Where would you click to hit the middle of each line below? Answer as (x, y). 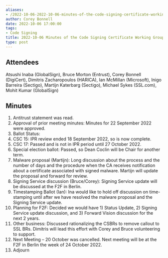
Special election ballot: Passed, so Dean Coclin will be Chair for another (86, 149)
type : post (17, 42)
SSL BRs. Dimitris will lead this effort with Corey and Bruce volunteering (86, 229)
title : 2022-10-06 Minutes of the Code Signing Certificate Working (78, 38)
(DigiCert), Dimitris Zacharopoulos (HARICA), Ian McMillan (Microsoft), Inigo (84, 80)
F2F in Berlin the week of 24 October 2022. (58, 245)
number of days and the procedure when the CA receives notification (84, 165)
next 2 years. (26, 218)
